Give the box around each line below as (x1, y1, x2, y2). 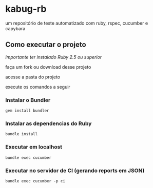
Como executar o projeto (5, 40, 86, 49)
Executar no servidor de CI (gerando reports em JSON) (5, 167, 145, 174)
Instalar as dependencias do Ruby (5, 120, 92, 127)
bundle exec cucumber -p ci (5, 178, 66, 183)
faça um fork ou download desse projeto (5, 64, 91, 70)
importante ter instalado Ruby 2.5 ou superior (5, 54, 102, 60)
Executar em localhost (5, 143, 63, 151)
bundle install (5, 132, 38, 137)
